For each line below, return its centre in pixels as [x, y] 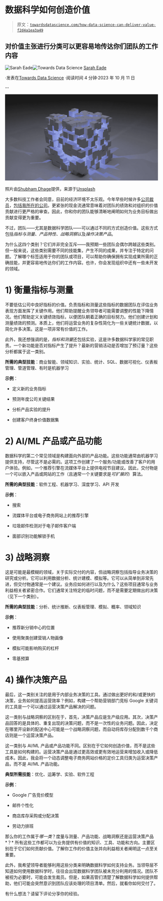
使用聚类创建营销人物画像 [38, 638]
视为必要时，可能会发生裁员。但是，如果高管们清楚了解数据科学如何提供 [81, 877]
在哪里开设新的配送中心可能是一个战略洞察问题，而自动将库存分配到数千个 [79, 729]
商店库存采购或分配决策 [35, 816]
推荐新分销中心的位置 [33, 628]
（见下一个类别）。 [23, 596]
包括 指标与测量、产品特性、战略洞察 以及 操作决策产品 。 [60, 234]
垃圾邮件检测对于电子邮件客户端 [44, 526]
